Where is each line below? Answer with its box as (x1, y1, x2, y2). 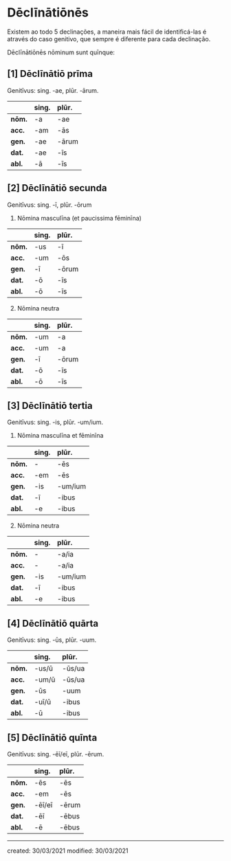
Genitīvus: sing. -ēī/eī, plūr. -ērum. (7, 750, 104, 758)
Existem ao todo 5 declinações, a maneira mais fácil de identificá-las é (7, 27, 207, 36)
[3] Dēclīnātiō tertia (7, 400, 93, 412)
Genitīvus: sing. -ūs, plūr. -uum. (7, 636, 97, 644)
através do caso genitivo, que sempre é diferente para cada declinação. (7, 34, 211, 43)
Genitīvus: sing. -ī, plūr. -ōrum (7, 201, 92, 209)
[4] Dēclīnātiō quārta (7, 617, 99, 629)
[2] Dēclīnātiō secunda (7, 182, 107, 194)
